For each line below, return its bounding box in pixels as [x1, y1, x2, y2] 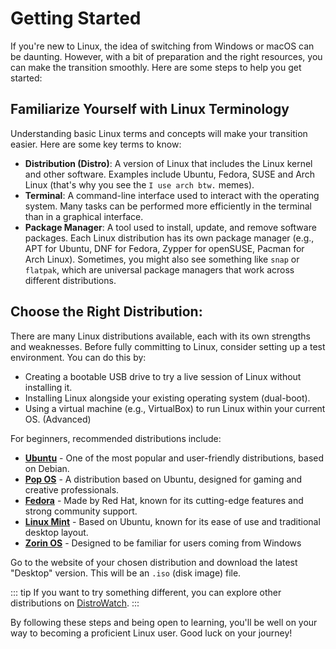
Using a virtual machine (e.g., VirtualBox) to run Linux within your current [24, 402, 326, 414]
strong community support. [24, 505, 138, 517]
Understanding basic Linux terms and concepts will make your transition [10, 127, 308, 139]
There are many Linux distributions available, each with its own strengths [10, 330, 311, 342]
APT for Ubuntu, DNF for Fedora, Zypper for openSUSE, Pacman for [24, 242, 305, 254]
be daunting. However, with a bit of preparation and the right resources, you [10, 50, 323, 62]
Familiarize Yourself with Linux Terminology [10, 101, 290, 118]
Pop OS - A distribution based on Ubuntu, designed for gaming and [24, 473, 303, 485]
